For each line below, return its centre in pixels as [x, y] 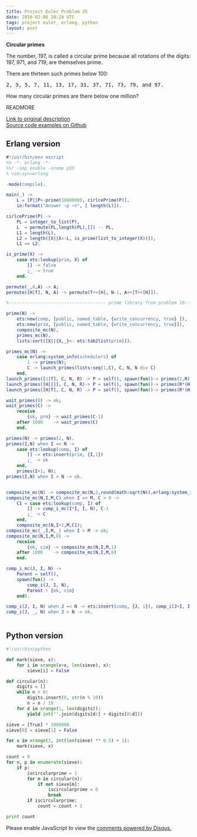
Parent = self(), [38, 574]
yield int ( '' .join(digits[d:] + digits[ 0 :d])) [85, 714]
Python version [35, 636]
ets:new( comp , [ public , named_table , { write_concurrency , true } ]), [102, 319]
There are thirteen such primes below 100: [57, 74]
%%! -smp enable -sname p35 [40, 168]
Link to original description [38, 119]
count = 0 [18, 757]
